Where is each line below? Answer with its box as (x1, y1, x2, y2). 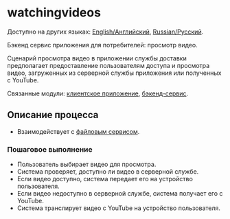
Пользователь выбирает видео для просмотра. (16, 160, 157, 169)
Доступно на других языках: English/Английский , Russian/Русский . (7, 27, 204, 36)
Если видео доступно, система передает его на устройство (16, 175, 194, 183)
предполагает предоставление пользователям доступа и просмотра (7, 61, 210, 69)
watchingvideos (7, 5, 102, 21)
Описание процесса (7, 109, 99, 121)
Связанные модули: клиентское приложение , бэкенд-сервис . (7, 89, 189, 97)
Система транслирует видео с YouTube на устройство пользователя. (16, 204, 221, 212)
